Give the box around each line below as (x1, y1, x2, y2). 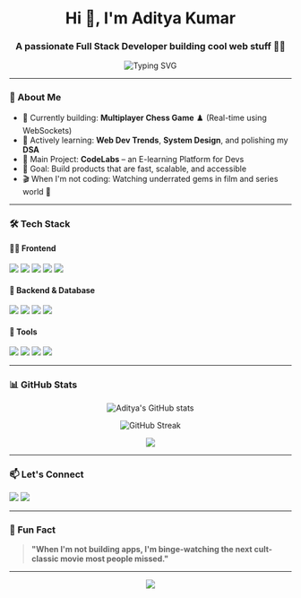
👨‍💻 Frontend (9, 243, 56, 254)
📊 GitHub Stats (9, 378, 78, 391)
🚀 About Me (9, 91, 62, 104)
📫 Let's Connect (9, 468, 84, 481)
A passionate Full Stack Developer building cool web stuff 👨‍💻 (15, 40, 286, 53)
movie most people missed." (59, 553, 169, 564)
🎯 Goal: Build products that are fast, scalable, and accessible (21, 163, 247, 174)
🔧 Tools (9, 326, 38, 337)
